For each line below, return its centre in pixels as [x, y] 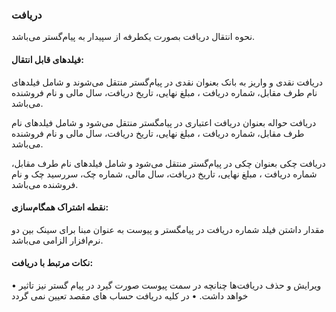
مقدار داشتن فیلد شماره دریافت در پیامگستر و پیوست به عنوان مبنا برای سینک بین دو [168, 229]
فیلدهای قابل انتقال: [47, 59]
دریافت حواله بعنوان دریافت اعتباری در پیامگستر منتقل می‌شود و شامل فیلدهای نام [164, 122]
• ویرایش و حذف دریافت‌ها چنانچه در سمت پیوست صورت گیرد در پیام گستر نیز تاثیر [166, 285]
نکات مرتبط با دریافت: [52, 263]
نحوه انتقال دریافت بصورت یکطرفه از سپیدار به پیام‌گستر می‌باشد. [133, 37]
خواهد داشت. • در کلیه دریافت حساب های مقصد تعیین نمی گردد [130, 295]
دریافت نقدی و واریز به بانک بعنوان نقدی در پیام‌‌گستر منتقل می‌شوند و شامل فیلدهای [167, 82]
